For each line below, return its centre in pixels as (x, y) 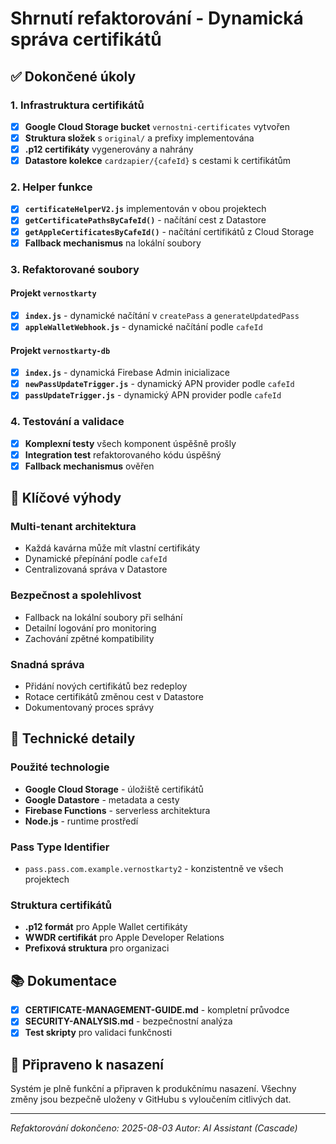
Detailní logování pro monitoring (90, 628)
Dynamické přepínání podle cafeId (96, 559)
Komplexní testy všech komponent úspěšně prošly (130, 443)
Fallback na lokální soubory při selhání (103, 617)
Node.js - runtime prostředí (81, 821)
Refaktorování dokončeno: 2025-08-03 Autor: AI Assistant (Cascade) (154, 1128)
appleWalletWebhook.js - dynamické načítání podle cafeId (143, 326)
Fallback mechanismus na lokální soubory (113, 243)
